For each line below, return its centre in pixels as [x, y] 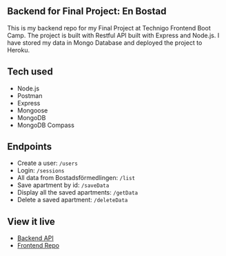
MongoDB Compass [45, 125]
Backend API [35, 238]
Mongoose [32, 110]
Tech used [30, 72]
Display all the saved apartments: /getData [78, 193]
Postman [30, 95]
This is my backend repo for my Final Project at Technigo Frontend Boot [109, 28]
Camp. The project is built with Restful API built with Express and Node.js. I [113, 35]
